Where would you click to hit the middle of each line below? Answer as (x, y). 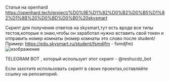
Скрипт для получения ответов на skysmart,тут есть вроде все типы (79, 28)
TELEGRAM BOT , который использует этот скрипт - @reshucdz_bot (78, 59)
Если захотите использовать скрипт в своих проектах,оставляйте (77, 68)
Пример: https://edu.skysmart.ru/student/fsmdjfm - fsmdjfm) (69, 44)
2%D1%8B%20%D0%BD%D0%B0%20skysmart (56, 18)
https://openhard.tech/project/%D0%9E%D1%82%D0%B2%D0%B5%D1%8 (85, 13)
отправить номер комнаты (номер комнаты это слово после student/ (80, 38)
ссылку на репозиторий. (32, 74)
